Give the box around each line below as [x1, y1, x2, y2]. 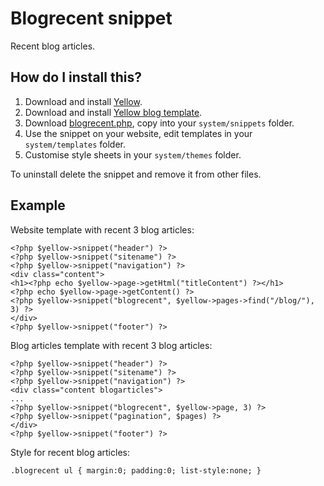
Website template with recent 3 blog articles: [10, 223, 195, 236]
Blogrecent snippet [10, 7, 173, 30]
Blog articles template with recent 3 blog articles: [10, 339, 213, 351]
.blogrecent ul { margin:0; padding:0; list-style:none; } [10, 465, 262, 476]
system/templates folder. [24, 138, 127, 150]
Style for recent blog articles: [10, 446, 130, 458]
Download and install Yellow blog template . [24, 106, 203, 118]
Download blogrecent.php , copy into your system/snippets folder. [24, 117, 295, 129]
